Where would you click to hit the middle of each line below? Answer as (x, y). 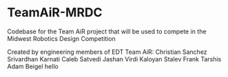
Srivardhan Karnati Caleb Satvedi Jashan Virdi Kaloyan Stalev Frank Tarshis (114, 59)
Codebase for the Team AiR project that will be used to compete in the (107, 31)
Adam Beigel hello (33, 66)
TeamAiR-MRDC (55, 13)
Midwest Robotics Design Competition (61, 38)
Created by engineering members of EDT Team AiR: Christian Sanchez (107, 52)
